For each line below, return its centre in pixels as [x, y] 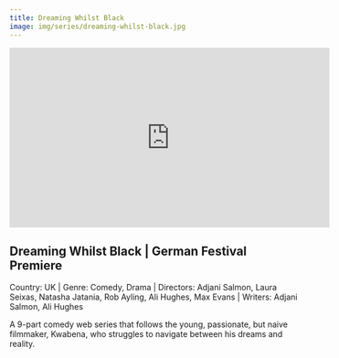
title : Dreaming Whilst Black [67, 18]
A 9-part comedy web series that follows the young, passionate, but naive [148, 324]
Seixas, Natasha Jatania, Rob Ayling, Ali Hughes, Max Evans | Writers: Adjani [154, 297]
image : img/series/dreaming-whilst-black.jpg [97, 26]
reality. [22, 344]
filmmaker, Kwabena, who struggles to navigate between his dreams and [146, 334]
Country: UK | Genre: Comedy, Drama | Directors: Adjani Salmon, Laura [143, 288]
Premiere [36, 265]
